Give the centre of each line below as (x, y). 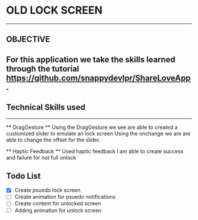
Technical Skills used (46, 107)
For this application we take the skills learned (91, 59)
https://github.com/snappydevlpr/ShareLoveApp (98, 78)
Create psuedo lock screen (47, 190)
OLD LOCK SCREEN (55, 10)
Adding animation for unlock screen (58, 210)
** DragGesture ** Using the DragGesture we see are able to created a (92, 127)
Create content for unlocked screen (58, 203)
